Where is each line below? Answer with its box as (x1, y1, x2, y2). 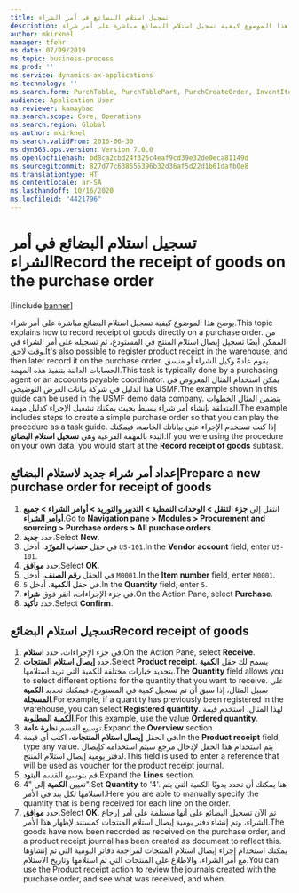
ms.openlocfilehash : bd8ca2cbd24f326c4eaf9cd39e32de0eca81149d (10, 153, 249, 163)
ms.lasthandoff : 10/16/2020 (10, 187, 114, 195)
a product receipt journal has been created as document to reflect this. (22, 836, 282, 847)
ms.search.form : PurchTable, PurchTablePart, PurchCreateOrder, (10, 87, 253, 96)
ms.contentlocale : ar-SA (10, 179, 102, 187)
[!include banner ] (10, 299, 74, 311)
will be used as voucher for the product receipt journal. (22, 761, 224, 771)
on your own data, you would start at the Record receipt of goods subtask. (10, 440, 285, 450)
